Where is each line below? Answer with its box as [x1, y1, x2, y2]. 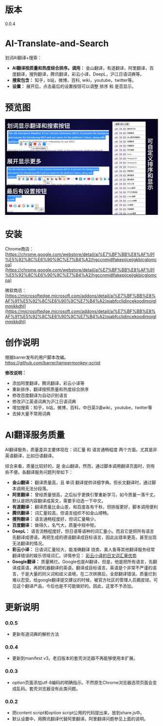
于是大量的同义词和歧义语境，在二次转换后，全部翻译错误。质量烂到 [20, 571, 157, 576]
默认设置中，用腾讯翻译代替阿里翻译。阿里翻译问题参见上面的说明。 [12, 716, 148, 722]
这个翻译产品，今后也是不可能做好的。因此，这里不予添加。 [16, 583, 136, 589]
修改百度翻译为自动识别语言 [12, 392, 68, 398]
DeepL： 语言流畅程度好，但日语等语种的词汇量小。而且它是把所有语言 [12, 528, 154, 534]
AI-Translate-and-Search [5, 38, 109, 49]
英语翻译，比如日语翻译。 [5, 453, 56, 459]
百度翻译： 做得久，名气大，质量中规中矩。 [12, 522, 98, 528]
